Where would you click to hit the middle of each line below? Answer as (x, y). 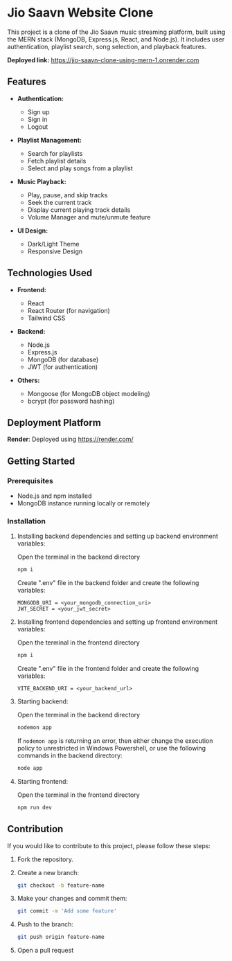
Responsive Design (55, 251)
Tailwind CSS (46, 318)
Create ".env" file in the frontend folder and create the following (108, 669)
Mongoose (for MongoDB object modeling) (89, 393)
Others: (28, 380)
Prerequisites (30, 480)
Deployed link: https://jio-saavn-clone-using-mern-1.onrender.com (103, 60)
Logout (38, 127)
